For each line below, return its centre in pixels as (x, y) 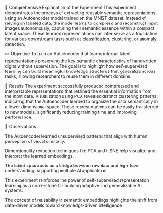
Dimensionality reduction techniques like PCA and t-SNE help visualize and (80, 151)
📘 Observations (21, 127)
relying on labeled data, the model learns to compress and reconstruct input (81, 23)
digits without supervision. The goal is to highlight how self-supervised (76, 66)
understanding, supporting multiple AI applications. (57, 171)
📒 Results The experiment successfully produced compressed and (72, 86)
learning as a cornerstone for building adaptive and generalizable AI (73, 185)
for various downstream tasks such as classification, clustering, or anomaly (81, 39)
